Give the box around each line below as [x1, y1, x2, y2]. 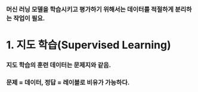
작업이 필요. [13, 14, 45, 22]
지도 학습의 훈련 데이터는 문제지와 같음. [6, 61, 112, 69]
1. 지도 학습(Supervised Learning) [6, 39, 171, 52]
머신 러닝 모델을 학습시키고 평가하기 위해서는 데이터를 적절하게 [6, 5, 174, 13]
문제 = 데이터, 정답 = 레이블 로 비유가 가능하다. [6, 78, 130, 87]
